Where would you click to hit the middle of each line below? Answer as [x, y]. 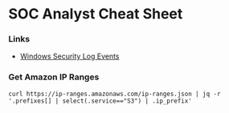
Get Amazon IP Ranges [54, 77]
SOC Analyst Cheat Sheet [96, 14]
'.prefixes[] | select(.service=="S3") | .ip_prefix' [100, 101]
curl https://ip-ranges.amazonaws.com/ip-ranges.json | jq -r [115, 94]
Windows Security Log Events [70, 56]
